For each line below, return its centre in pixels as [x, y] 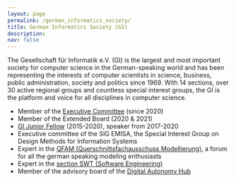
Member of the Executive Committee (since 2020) [90, 111]
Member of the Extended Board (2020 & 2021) [85, 119]
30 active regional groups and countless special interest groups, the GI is [114, 90]
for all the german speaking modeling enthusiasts [89, 157]
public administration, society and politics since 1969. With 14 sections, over [118, 83]
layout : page [26, 14]
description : [26, 34]
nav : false [23, 40]
